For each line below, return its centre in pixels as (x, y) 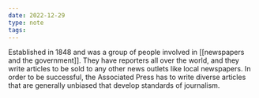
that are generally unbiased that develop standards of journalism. (114, 85)
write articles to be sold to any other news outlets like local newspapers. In (129, 69)
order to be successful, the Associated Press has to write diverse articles (127, 77)
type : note (26, 23)
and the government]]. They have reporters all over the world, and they (124, 60)
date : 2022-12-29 (37, 15)
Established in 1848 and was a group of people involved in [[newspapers (126, 53)
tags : (17, 30)
